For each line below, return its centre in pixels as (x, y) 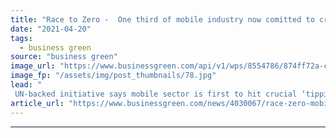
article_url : (37, 103)
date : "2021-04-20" (51, 29)
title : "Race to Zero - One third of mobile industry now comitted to (162, 19)
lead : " (26, 85)
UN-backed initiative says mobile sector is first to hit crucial (156, 94)
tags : (21, 38)
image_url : (33, 66)
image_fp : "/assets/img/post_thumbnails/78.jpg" (113, 76)
